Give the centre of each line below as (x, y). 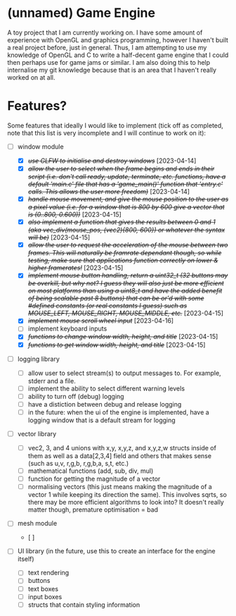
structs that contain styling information (84, 605)
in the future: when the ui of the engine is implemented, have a (118, 412)
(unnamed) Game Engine (81, 13)
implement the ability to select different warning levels (106, 388)
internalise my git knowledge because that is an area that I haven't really (112, 70)
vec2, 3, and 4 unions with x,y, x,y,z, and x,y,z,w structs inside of (122, 448)
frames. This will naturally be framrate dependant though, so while (125, 253)
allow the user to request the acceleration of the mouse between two (128, 245)
